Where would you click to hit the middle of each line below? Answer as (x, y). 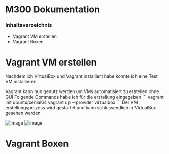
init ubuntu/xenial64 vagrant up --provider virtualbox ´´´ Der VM (72, 102)
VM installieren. (22, 82)
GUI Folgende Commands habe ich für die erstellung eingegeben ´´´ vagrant (84, 97)
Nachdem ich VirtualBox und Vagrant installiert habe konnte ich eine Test (82, 76)
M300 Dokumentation (53, 9)
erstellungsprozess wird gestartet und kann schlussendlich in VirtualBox (81, 108)
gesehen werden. (24, 113)
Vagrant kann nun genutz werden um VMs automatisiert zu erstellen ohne (82, 91)
